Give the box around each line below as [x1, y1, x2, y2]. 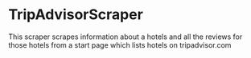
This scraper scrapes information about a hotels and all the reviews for [8, 32, 243, 41]
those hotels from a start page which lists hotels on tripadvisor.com [8, 40, 232, 49]
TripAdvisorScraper [8, 6, 143, 24]
